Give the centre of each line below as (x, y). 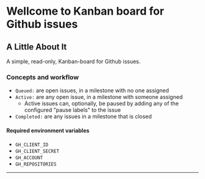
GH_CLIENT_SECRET (37, 151)
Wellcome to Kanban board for (85, 11)
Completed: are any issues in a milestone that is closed (84, 117)
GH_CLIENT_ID (32, 145)
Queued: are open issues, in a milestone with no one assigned (92, 90)
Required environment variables (48, 130)
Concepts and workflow (43, 77)
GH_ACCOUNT (29, 158)
